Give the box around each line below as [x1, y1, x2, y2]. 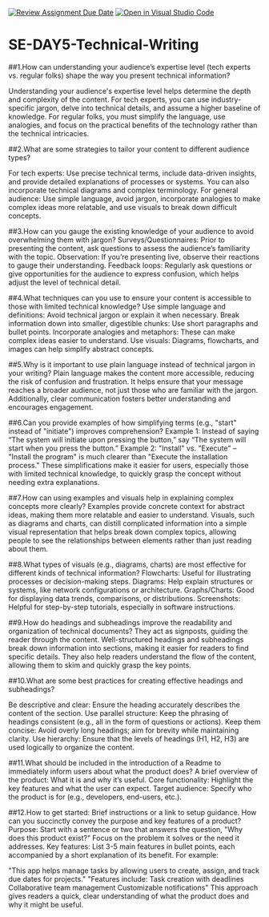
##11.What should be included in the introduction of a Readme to [8, 757, 222, 767]
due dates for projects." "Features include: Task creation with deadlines [8, 874, 244, 883]
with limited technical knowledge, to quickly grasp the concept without [8, 469, 242, 479]
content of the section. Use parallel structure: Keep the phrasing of [8, 708, 229, 717]
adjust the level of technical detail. [8, 277, 122, 287]
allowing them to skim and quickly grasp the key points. [8, 660, 192, 669]
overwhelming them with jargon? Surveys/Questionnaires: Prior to [8, 235, 226, 244]
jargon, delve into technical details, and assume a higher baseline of [36, 103, 261, 112]
